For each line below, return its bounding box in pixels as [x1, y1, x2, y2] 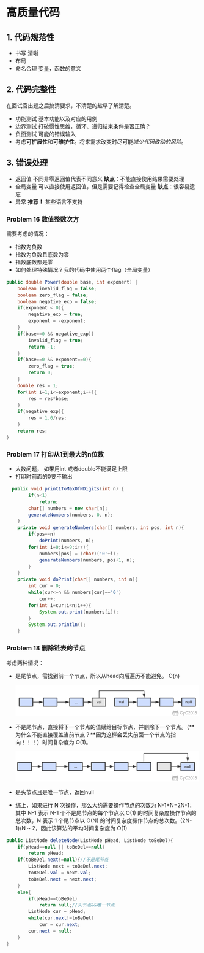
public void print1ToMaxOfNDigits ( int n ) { [12, 486, 124, 492]
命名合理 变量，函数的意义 [15, 65, 81, 72]
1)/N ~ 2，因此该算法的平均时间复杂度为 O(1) [15, 824, 128, 831]
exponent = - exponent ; [28, 318, 86, 324]
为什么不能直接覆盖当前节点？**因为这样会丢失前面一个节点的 [15, 731, 171, 738]
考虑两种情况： [6, 659, 44, 666]
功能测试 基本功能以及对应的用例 [15, 115, 98, 122]
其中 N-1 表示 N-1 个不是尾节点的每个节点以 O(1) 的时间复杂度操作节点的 [15, 809, 197, 816]
